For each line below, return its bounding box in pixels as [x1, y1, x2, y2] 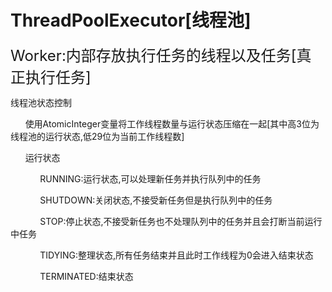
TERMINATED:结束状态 [39, 270, 134, 282]
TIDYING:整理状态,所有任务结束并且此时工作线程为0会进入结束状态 [39, 249, 314, 261]
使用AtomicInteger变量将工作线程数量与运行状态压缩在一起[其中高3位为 [24, 117, 320, 130]
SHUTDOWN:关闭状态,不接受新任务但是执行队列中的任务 [39, 194, 273, 206]
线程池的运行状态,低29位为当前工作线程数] [10, 130, 185, 142]
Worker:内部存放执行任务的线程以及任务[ [10, 46, 297, 65]
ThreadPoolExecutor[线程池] [10, 9, 252, 32]
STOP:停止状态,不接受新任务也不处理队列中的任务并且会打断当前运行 [39, 215, 323, 227]
